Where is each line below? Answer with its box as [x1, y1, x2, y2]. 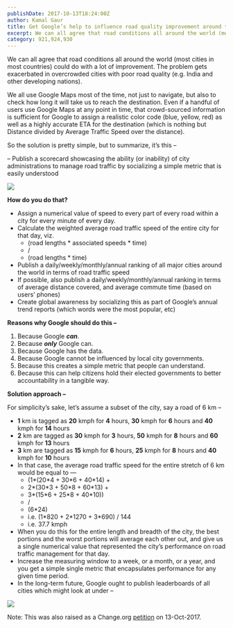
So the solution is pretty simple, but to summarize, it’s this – [7, 141, 177, 149]
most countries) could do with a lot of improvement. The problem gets [7, 63, 207, 71]
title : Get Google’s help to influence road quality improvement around [7, 23, 222, 30]
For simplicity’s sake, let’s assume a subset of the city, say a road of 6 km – [7, 404, 222, 412]
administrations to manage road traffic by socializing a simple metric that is [7, 162, 222, 170]
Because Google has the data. [17, 347, 104, 355]
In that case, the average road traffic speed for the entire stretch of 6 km [17, 461, 225, 470]
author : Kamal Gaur [7, 17, 64, 24]
